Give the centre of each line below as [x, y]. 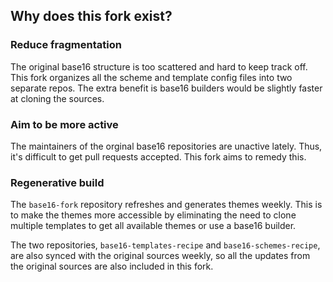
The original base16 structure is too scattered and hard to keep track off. [159, 66]
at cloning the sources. [57, 98]
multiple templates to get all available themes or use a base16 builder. [153, 226]
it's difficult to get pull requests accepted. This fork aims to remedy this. [158, 156]
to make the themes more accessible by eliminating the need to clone [153, 215]
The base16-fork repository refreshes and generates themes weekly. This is [166, 205]
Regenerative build [57, 182]
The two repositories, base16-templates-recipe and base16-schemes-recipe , [165, 245]
